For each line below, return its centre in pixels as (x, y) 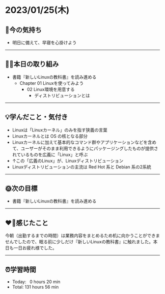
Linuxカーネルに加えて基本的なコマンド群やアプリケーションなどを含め (84, 142)
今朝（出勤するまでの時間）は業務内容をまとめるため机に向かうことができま (82, 236)
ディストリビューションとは (62, 95)
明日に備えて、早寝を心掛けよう (44, 43)
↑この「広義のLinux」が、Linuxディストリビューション (68, 161)
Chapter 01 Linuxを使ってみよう (52, 83)
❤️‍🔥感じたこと (27, 223)
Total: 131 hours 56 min (35, 287)
